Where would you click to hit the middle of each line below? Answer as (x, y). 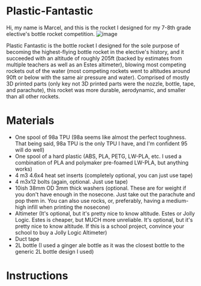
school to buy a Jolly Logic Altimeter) (61, 232)
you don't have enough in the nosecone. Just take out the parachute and (105, 194)
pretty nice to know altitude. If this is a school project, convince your (100, 226)
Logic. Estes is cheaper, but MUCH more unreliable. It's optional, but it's (104, 220)
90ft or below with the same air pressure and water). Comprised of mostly (98, 77)
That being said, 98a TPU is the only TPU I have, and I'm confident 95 (101, 143)
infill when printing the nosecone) (69, 207)
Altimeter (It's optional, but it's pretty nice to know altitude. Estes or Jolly (105, 213)
